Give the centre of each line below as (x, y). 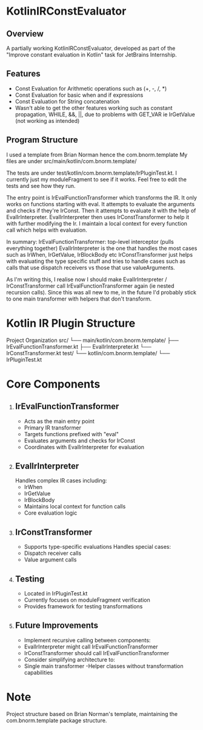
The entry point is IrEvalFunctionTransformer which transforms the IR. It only (101, 197)
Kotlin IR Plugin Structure (71, 323)
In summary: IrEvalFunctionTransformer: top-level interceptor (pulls (90, 242)
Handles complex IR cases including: (61, 481)
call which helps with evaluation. (47, 230)
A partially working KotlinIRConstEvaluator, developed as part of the (91, 48)
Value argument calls (50, 560)
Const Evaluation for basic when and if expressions (79, 95)
